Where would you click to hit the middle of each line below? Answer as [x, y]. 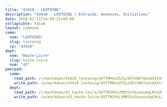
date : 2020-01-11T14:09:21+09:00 [40, 19]
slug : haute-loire [29, 60]
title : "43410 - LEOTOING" [33, 10]
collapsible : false [25, 23]
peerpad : [14, 70]
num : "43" [20, 65]
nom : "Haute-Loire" [30, 55]
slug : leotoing [25, 42]
